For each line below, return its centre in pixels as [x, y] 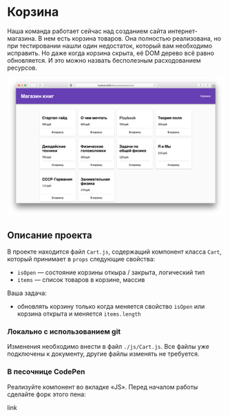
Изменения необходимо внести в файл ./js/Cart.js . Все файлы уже [108, 347]
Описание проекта [50, 235]
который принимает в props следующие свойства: [81, 259]
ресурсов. [22, 68]
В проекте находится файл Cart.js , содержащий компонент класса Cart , [114, 252]
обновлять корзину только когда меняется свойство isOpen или [111, 307]
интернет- [182, 31]
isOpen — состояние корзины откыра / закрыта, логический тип [111, 272]
